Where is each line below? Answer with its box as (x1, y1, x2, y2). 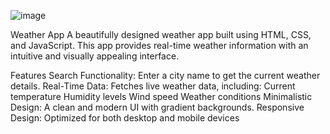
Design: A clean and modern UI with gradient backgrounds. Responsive (10, 101, 305, 113)
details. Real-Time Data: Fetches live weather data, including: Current (10, 80, 296, 92)
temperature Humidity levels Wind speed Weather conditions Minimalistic (10, 91, 313, 102)
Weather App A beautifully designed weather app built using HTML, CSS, (10, 29, 312, 40)
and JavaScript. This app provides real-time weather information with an (10, 40, 309, 51)
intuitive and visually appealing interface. (10, 50, 180, 62)
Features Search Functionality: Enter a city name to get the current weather (10, 70, 321, 81)
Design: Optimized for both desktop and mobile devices (10, 112, 240, 124)
